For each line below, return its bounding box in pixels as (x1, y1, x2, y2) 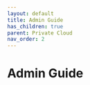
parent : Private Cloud (7, 29, 73, 37)
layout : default (7, 10, 54, 17)
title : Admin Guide (7, 17, 64, 23)
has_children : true (7, 23, 64, 30)
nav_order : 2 (7, 36, 45, 43)
